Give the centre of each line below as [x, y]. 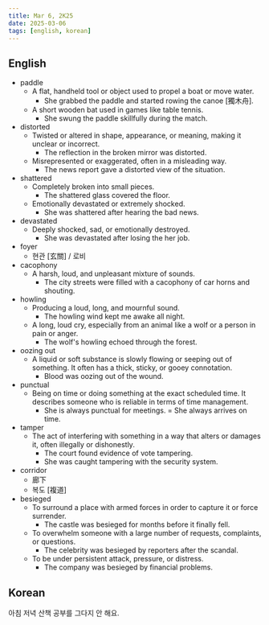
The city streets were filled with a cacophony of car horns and [147, 282]
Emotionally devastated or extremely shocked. [108, 204]
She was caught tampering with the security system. [131, 462]
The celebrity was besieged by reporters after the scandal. [141, 550]
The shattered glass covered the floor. [107, 195]
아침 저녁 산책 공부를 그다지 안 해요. [64, 613]
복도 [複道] [49, 490]
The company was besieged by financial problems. [128, 567]
